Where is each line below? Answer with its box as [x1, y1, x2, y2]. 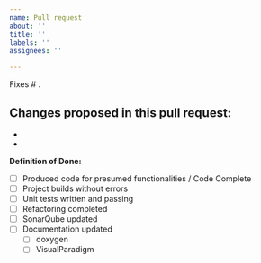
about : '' [9, 22, 47, 31]
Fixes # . [9, 79, 41, 90]
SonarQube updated [22, 214, 98, 224]
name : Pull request [9, 13, 83, 22]
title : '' [9, 30, 47, 39]
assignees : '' [9, 47, 63, 56]
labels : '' [9, 38, 50, 48]
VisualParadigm [35, 244, 94, 255]
